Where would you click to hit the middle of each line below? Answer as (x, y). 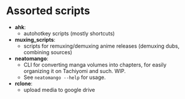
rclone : (23, 83)
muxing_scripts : (35, 39)
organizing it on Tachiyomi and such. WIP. (74, 71)
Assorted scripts (48, 11)
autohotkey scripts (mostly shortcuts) (69, 33)
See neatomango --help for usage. (65, 77)
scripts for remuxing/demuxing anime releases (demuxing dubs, (101, 46)
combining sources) (48, 52)
